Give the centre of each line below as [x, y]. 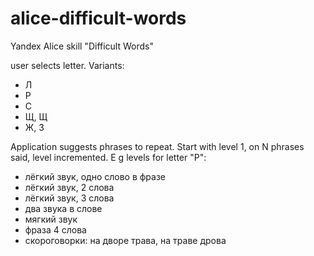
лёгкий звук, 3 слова [69, 198]
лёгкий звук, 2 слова [69, 187]
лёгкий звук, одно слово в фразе [95, 176]
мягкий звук [51, 219]
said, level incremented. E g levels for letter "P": [108, 157]
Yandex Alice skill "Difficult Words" [82, 46]
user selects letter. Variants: [67, 65]
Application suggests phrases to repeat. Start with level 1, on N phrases [157, 146]
